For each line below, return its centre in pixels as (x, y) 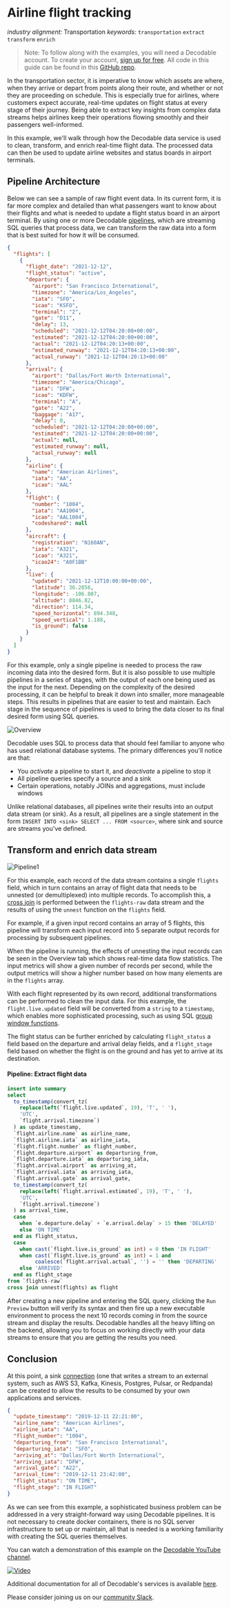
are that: (19, 758)
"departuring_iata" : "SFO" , (54, 1449)
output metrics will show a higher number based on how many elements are (115, 973)
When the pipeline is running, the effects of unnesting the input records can (115, 951)
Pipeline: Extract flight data (47, 1074)
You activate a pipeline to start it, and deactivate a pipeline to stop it (114, 771)
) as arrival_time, (41, 1210)
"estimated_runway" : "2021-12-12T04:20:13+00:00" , (106, 350)
